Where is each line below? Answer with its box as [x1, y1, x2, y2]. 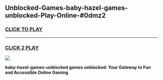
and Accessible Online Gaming [5, 69, 68, 75]
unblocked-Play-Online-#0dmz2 [5, 12, 106, 20]
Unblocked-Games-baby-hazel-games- [5, 4, 128, 12]
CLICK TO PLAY [5, 26, 43, 33]
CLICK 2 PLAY [5, 44, 39, 51]
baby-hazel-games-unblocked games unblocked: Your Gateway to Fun [5, 64, 151, 70]
